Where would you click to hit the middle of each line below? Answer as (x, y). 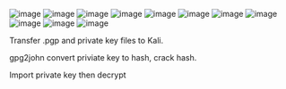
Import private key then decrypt (68, 75)
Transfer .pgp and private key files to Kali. (87, 40)
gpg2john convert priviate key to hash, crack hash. (103, 57)
